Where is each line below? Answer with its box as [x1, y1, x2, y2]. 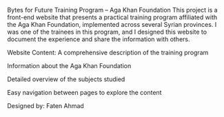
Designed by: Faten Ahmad [7, 102, 84, 109]
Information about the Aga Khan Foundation [7, 62, 132, 70]
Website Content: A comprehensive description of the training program [7, 48, 209, 56]
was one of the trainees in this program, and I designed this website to [7, 28, 207, 36]
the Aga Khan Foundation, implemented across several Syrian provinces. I [7, 21, 217, 28]
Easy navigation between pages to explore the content [7, 89, 162, 96]
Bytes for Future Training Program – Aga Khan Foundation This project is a [7, 6, 218, 14]
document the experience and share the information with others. [7, 35, 191, 43]
